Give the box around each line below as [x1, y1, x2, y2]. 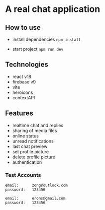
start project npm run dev [12, 46, 64, 52]
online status [12, 133, 39, 139]
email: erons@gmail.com [5, 196, 66, 201]
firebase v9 [12, 78, 36, 85]
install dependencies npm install [12, 36, 81, 42]
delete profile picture [12, 154, 56, 160]
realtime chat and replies [12, 122, 64, 128]
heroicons [12, 89, 33, 95]
